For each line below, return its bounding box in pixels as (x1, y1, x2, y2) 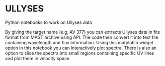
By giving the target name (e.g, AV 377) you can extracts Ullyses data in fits (5, 29, 160, 35)
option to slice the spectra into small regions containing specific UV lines (5, 50, 154, 56)
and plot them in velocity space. (5, 55, 71, 61)
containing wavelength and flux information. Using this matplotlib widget (5, 39, 154, 45)
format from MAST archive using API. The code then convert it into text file (5, 34, 158, 40)
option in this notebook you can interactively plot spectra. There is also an (5, 45, 157, 51)
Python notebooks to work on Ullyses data (5, 19, 92, 25)
